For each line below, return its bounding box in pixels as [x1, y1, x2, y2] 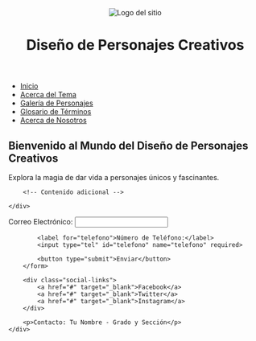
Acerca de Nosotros [19, 116, 87, 125]
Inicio [19, 81, 39, 91]
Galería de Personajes [19, 98, 94, 108]
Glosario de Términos [19, 107, 92, 117]
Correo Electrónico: [8, 217, 73, 226]
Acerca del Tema [19, 90, 76, 100]
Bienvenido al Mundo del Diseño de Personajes [8, 138, 249, 152]
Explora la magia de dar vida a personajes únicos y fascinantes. [8, 173, 220, 182]
